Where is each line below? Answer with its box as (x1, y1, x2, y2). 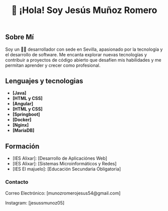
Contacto (5, 178, 29, 185)
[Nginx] (12, 122, 29, 128)
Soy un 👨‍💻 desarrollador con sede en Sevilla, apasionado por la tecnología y (5, 46, 163, 52)
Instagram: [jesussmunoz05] (5, 199, 65, 205)
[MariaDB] (12, 128, 35, 134)
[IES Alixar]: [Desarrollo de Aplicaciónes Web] (12, 155, 107, 161)
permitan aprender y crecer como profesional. (5, 62, 101, 68)
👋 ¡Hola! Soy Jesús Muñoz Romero (11, 5, 157, 16)
